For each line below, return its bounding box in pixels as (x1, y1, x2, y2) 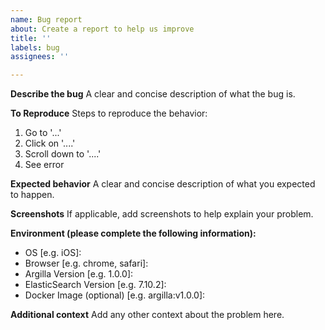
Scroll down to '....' (24, 148, 102, 160)
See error (24, 159, 65, 171)
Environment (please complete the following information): (10, 227, 257, 240)
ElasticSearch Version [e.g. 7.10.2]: (24, 279, 167, 291)
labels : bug (10, 42, 60, 53)
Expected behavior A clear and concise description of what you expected (10, 178, 316, 190)
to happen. (10, 189, 55, 201)
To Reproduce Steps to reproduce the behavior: (10, 107, 208, 120)
